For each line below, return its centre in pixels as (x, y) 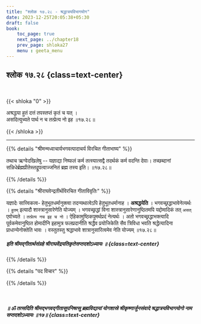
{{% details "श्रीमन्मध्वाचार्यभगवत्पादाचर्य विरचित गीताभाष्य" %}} (69, 149)
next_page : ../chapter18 (48, 40)
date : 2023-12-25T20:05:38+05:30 (48, 17)
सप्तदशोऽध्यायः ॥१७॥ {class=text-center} (53, 315)
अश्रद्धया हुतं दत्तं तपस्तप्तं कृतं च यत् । (42, 113)
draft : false (22, 23)
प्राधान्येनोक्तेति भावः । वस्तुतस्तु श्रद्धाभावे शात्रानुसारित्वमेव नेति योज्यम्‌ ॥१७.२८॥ (81, 230)
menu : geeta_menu (40, 51)
